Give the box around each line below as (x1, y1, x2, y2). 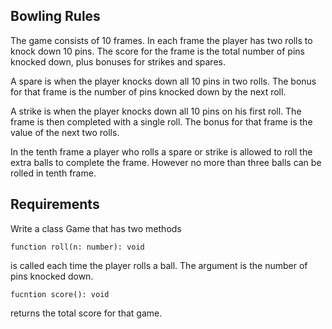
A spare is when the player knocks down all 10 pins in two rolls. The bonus (10, 75, 317, 87)
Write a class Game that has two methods (10, 222, 182, 234)
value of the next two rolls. (10, 126, 120, 138)
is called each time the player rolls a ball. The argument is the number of (10, 259, 308, 271)
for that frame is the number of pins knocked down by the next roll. (10, 85, 287, 98)
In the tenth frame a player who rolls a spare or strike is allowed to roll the (10, 145, 313, 158)
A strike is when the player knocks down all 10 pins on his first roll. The (10, 105, 302, 117)
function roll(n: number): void (10, 242, 145, 252)
